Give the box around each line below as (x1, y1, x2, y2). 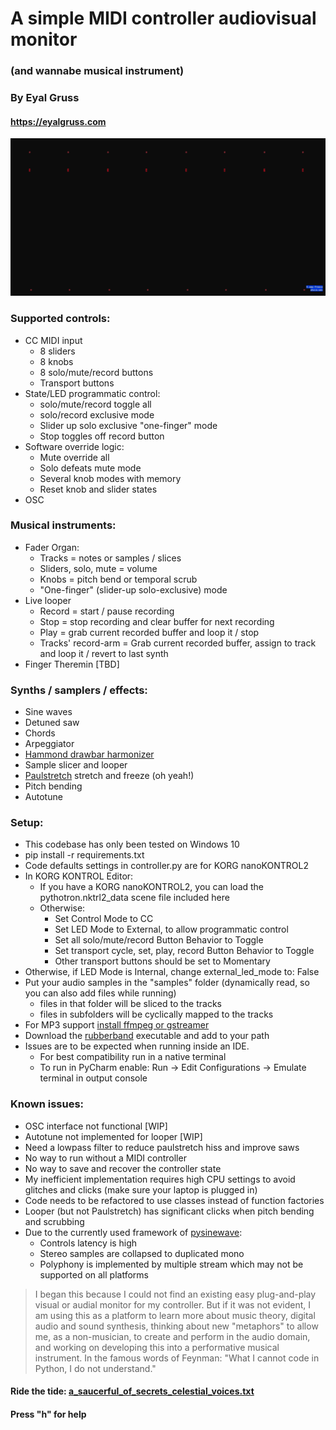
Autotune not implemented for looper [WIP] (24, 1130, 203, 1142)
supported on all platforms (39, 1268, 149, 1281)
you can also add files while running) (24, 987, 177, 999)
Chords (24, 727, 56, 739)
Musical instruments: (10, 518, 117, 532)
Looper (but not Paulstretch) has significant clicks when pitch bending (24, 1205, 315, 1217)
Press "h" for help (10, 1408, 87, 1420)
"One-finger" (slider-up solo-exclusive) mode (39, 583, 228, 596)
